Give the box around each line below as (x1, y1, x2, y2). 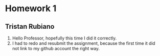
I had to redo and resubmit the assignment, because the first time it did (12, 40, 156, 46)
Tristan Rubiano (5, 22, 55, 31)
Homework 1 (5, 3, 57, 14)
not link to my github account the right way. (12, 46, 100, 51)
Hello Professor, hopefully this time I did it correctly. (12, 35, 117, 41)
